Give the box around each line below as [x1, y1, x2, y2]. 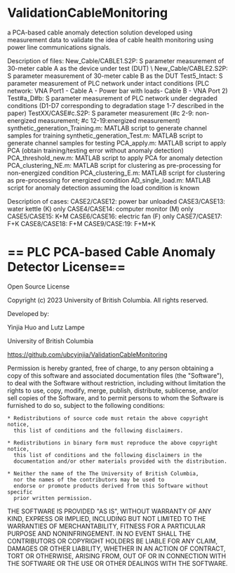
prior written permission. [13, 494, 93, 501]
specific [7, 488, 33, 496]
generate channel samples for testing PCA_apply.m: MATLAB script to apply [7, 138, 227, 147]
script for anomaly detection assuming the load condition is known [7, 183, 200, 192]
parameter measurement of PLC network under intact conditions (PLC [7, 79, 210, 87]
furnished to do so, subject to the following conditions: [7, 401, 165, 409]
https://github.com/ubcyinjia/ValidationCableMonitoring [7, 350, 168, 359]
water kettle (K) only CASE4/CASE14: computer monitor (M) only [7, 204, 194, 213]
